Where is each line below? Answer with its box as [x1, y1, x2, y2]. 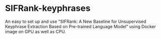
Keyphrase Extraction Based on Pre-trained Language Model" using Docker [5, 23, 156, 29]
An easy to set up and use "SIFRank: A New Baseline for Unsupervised [5, 19, 146, 24]
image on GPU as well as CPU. [5, 29, 66, 34]
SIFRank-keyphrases [5, 3, 91, 14]
